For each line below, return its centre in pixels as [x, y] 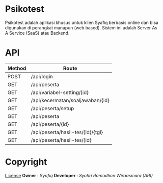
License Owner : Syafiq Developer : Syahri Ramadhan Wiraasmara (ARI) [79, 175]
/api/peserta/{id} [50, 124]
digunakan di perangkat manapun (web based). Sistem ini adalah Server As [81, 27]
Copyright [26, 162]
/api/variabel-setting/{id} [60, 92]
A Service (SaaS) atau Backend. [37, 33]
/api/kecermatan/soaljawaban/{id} [70, 100]
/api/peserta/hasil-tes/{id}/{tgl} [67, 132]
